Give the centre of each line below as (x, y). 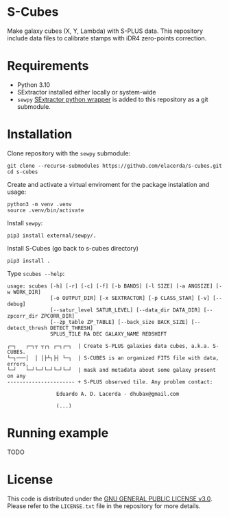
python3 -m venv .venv (39, 204)
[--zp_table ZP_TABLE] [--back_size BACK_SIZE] (119, 322)
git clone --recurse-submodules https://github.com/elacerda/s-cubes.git (115, 166)
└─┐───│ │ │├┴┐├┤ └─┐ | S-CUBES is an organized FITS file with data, (113, 358)
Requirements (48, 66)
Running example (58, 433)
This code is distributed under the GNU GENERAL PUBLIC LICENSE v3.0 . (110, 499)
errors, (18, 364)
